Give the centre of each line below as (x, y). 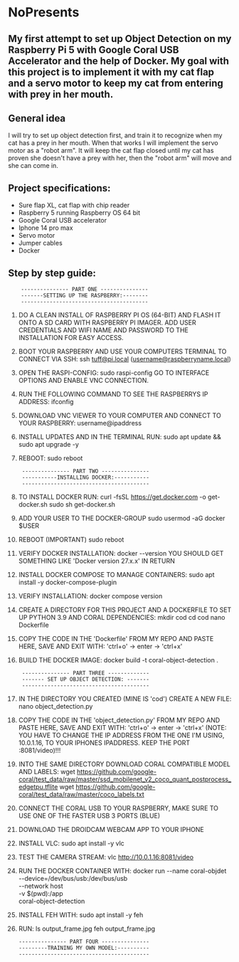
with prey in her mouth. (61, 94)
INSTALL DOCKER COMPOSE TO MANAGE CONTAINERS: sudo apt (117, 575)
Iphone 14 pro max (46, 228)
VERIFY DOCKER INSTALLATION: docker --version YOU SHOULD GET (121, 554)
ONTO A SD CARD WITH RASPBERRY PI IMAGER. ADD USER (107, 323)
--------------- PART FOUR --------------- (84, 942)
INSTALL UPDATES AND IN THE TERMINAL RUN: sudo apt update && (119, 437)
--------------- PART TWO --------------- (86, 471)
